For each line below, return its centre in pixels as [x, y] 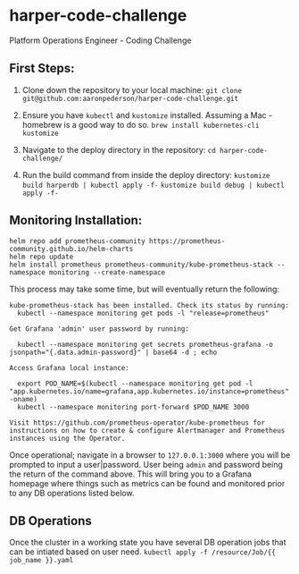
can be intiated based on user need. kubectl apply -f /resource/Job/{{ [143, 552]
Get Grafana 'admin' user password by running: [100, 329]
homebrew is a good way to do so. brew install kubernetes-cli [141, 124]
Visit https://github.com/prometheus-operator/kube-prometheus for [137, 422]
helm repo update [42, 257]
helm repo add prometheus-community [77, 241]
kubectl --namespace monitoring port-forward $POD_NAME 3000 [133, 407]
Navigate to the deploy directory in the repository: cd [119, 149]
